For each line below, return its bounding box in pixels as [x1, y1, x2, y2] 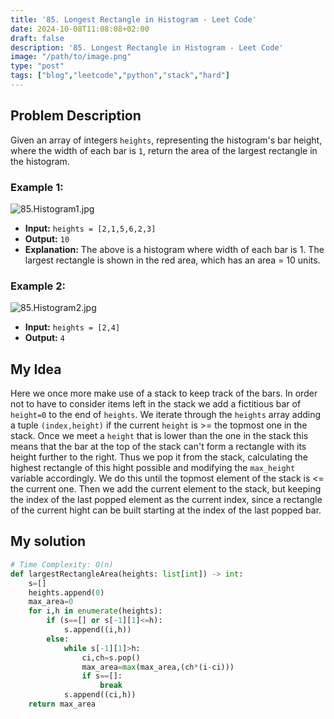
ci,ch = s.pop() [81, 652, 141, 663]
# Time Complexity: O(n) [10, 559, 114, 570]
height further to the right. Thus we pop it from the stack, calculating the [10, 451, 308, 463]
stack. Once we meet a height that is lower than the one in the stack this [10, 430, 309, 442]
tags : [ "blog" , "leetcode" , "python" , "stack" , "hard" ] [10, 71, 230, 81]
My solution [10, 533, 87, 550]
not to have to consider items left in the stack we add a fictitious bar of [10, 398, 302, 410]
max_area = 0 [28, 597, 74, 607]
